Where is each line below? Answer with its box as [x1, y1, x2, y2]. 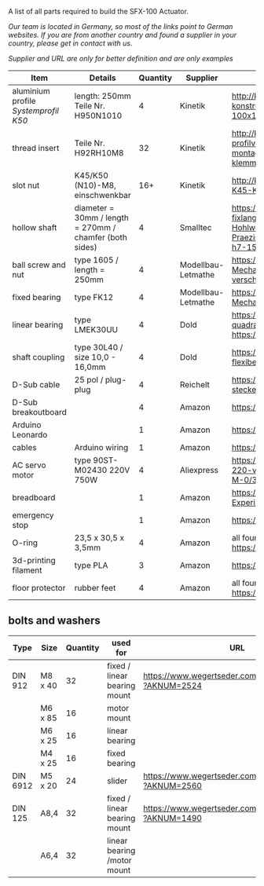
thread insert [12, 143, 60, 153]
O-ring [12, 537, 38, 548]
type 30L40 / [74, 342, 123, 353]
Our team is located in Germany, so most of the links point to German [8, 22, 233, 31]
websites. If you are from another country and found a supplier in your [8, 31, 237, 39]
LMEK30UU [74, 324, 119, 335]
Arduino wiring [74, 442, 129, 452]
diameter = [74, 203, 115, 213]
